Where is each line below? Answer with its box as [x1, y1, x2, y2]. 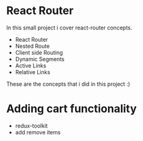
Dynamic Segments [15, 55, 65, 63]
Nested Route [15, 42, 50, 50]
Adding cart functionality [6, 102, 137, 116]
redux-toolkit [15, 122, 48, 129]
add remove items [15, 128, 61, 135]
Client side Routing [15, 48, 63, 56]
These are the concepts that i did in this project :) [6, 80, 130, 88]
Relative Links [15, 68, 51, 75]
